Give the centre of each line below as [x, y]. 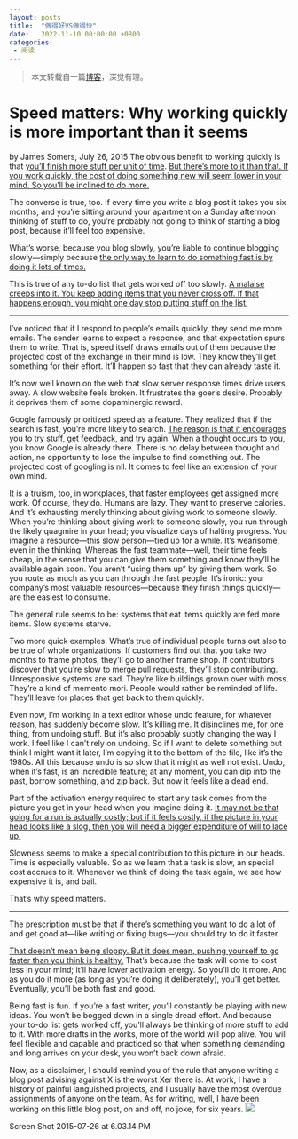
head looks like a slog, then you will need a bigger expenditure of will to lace [149, 826]
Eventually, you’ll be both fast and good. [82, 989]
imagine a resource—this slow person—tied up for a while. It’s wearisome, [145, 541]
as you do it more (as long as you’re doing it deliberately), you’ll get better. [145, 979]
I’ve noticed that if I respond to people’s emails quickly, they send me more [146, 329]
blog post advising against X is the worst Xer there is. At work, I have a [138, 1079]
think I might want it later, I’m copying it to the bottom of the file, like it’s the [146, 753]
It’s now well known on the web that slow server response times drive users [147, 384]
